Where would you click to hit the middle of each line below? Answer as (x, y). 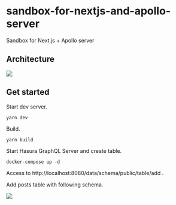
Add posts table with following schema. (55, 185)
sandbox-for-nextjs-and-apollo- (89, 11)
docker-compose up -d (33, 162)
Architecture (31, 59)
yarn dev (17, 117)
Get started (28, 92)
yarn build (20, 140)
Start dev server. (27, 107)
